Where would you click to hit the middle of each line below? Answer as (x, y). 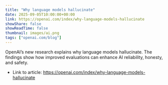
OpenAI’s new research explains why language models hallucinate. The (79, 52)
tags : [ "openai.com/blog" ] (33, 38)
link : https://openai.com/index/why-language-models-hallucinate (75, 19)
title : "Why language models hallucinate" (50, 10)
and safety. (17, 62)
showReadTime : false (27, 28)
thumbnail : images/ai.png (32, 33)
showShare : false (23, 24)
